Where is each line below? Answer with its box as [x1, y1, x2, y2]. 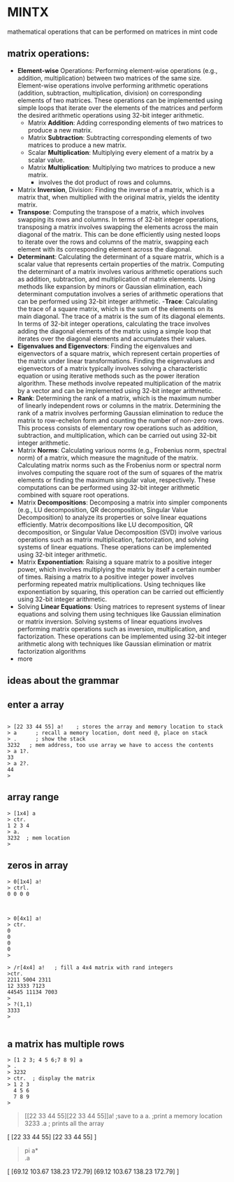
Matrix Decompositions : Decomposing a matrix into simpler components [17, 498, 228, 507]
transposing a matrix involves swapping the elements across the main [17, 222, 219, 231]
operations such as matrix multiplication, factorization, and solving [17, 535, 209, 544]
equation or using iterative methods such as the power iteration [17, 371, 200, 380]
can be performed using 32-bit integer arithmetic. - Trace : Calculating [17, 297, 218, 305]
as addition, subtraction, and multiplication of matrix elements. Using [17, 275, 216, 283]
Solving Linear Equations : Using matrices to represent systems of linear [17, 602, 226, 610]
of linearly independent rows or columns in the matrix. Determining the [17, 401, 221, 410]
